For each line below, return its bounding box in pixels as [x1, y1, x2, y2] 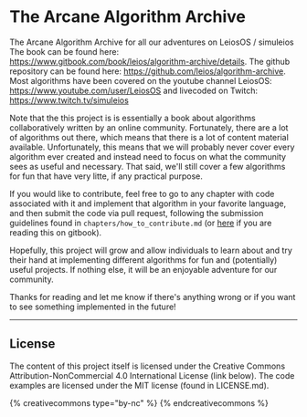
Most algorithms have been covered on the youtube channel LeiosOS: [9, 75, 272, 86]
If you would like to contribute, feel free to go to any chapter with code [9, 188, 275, 199]
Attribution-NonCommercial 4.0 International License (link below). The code [9, 370, 295, 381]
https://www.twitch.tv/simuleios [9, 94, 130, 106]
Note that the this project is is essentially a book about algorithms [9, 112, 256, 123]
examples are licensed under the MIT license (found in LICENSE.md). [9, 380, 270, 391]
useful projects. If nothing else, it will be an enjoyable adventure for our [9, 264, 278, 275]
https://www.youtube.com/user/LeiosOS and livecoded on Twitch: [9, 85, 259, 96]
